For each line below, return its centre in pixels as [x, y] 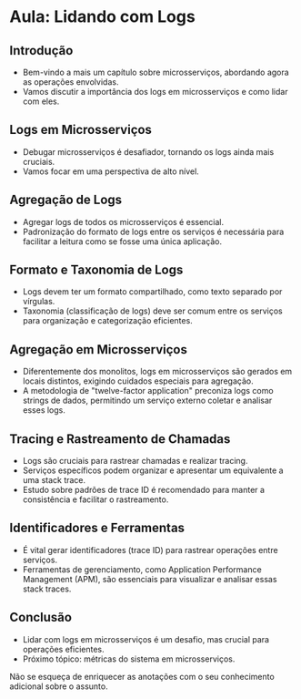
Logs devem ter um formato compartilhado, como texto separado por [152, 292]
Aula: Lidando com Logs [102, 17]
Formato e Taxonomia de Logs [96, 270]
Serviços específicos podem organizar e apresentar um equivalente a [153, 470]
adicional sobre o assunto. [59, 686]
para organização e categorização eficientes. [107, 321]
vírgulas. [39, 302]
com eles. [41, 101]
